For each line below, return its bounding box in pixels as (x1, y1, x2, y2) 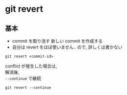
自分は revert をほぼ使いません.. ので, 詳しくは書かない (12, 44, 123, 50)
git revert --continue (5, 85, 51, 90)
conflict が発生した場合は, (5, 63, 57, 69)
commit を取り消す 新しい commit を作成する (12, 38, 103, 44)
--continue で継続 (5, 75, 42, 81)
